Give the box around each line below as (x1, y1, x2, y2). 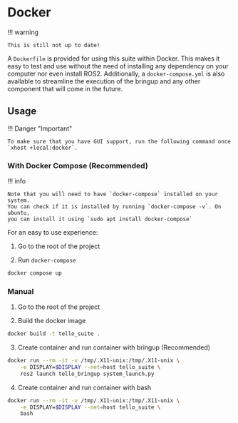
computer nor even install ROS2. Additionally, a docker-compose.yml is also (7, 69, 225, 78)
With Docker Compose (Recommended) (7, 160, 148, 170)
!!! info (7, 177, 26, 185)
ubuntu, (7, 210, 31, 217)
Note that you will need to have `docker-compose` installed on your (7, 190, 219, 198)
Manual (7, 286, 34, 296)
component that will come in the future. (7, 84, 123, 93)
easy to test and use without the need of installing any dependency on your (7, 61, 229, 70)
